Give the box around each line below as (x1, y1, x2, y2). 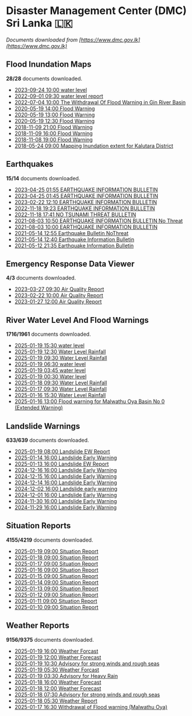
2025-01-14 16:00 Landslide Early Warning (14, 455, 117, 461)
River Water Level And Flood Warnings (6, 315, 149, 325)
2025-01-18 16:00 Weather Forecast (14, 679, 102, 686)
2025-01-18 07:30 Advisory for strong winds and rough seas (14, 691, 160, 698)
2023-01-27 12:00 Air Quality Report (14, 298, 102, 305)
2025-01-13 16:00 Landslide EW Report (14, 460, 109, 467)
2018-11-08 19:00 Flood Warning (14, 136, 93, 143)
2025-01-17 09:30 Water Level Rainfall (14, 385, 107, 393)
